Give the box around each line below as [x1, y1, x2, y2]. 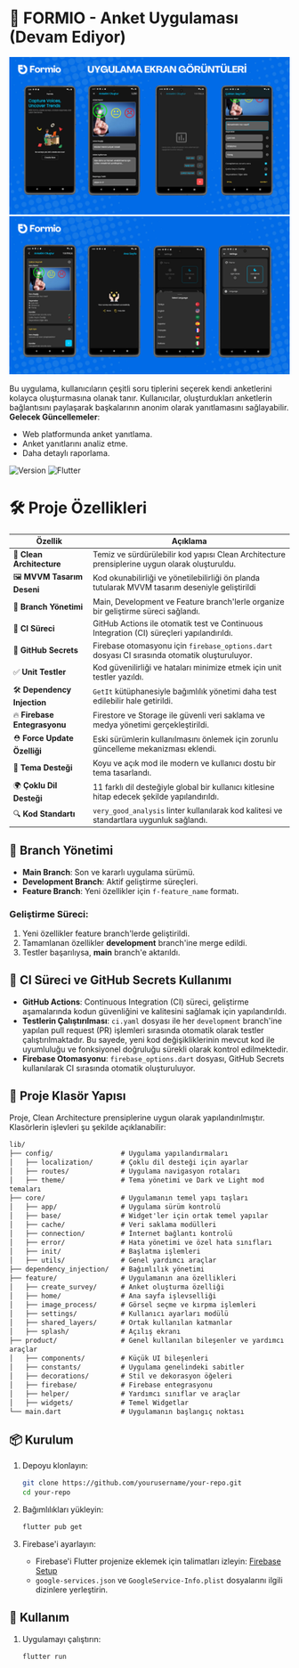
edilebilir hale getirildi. [93, 695, 174, 706]
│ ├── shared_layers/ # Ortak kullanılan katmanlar [9, 1318, 233, 1327]
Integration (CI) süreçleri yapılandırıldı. [93, 628, 233, 639]
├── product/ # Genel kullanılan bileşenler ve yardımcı [9, 1336, 285, 1345]
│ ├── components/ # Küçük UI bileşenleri [9, 1354, 209, 1363]
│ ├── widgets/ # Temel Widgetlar [9, 1398, 190, 1407]
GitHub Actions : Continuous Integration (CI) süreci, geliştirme [21, 997, 249, 1007]
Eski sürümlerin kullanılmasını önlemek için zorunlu [93, 734, 279, 744]
